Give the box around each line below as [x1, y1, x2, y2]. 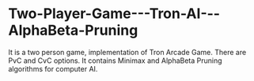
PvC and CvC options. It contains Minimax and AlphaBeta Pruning [8, 56, 223, 65]
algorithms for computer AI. [8, 64, 98, 73]
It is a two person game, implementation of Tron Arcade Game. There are [8, 47, 247, 57]
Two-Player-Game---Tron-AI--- [8, 5, 220, 23]
